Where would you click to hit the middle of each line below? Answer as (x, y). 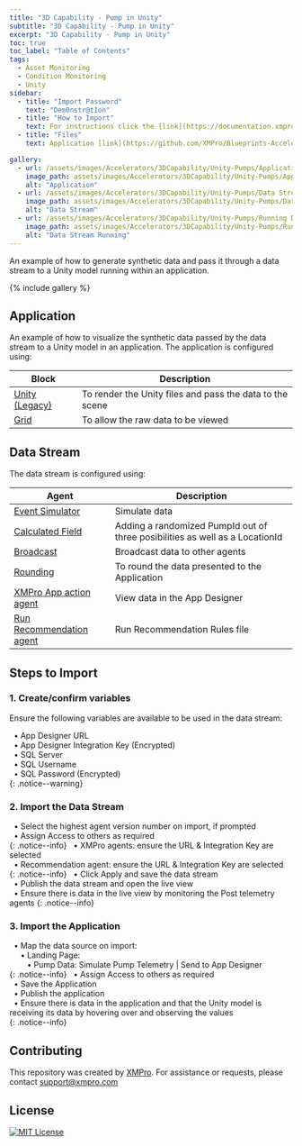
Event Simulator (47, 512)
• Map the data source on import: (75, 946)
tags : (19, 59)
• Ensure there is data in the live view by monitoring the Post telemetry (144, 894)
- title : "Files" (50, 135)
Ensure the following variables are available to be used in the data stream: (146, 718)
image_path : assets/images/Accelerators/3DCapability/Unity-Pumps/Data (162, 202)
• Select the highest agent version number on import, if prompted (134, 826)
